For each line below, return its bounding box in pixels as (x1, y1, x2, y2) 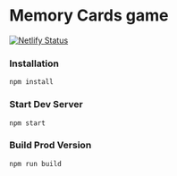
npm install (9, 78, 54, 87)
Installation (9, 57, 60, 70)
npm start (9, 118, 46, 128)
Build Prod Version (9, 139, 92, 152)
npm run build (9, 159, 63, 168)
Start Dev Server (9, 98, 83, 111)
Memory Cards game (9, 5, 169, 26)
